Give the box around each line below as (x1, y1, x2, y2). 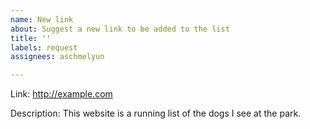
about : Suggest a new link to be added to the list (10, 24, 230, 34)
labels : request (10, 42, 78, 53)
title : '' (10, 33, 52, 43)
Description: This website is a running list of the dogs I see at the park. (10, 107, 302, 120)
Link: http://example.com (10, 88, 113, 100)
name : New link (10, 14, 74, 25)
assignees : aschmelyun (10, 52, 105, 62)
